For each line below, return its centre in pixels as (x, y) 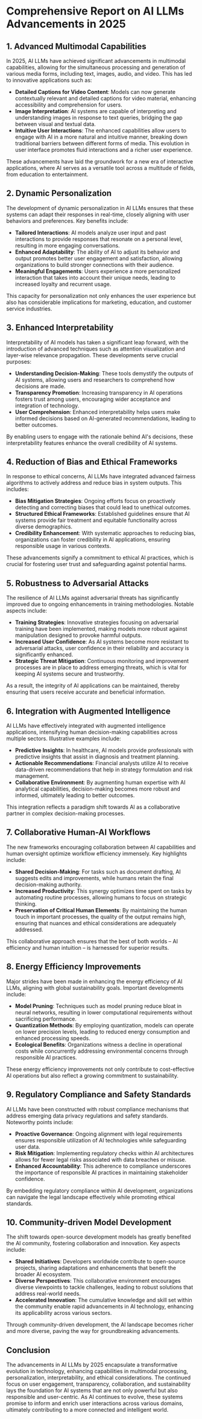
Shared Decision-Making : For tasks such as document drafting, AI (98, 871)
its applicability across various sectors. (63, 1313)
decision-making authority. (49, 884)
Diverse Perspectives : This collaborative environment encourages (98, 1281)
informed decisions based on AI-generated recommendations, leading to (105, 418)
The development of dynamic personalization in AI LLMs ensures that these (100, 208)
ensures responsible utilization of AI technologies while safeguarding (101, 1140)
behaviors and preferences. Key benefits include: (67, 221)
